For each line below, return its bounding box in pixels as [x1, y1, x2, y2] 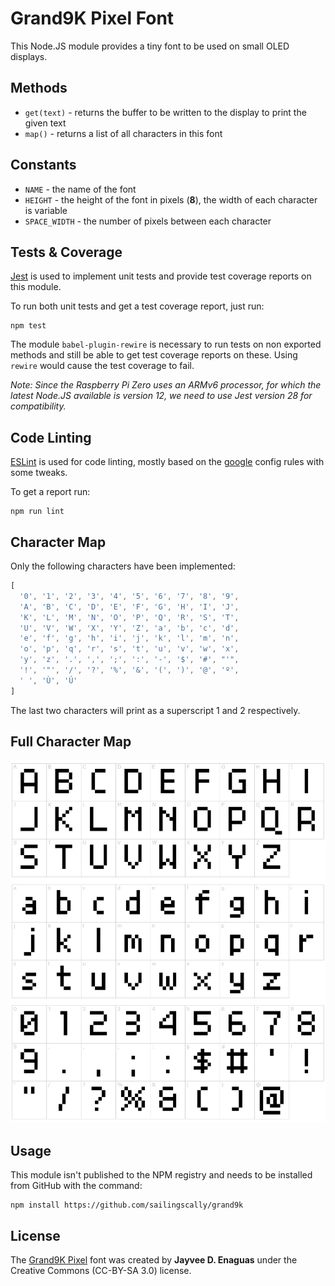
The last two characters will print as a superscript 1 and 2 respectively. [10, 704, 301, 716]
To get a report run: [10, 486, 91, 498]
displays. [10, 50, 48, 62]
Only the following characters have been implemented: [10, 560, 236, 572]
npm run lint [10, 507, 65, 517]
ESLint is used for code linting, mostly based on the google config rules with [10, 456, 325, 468]
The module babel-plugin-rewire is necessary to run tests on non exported [10, 338, 322, 351]
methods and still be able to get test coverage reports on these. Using [10, 349, 298, 361]
